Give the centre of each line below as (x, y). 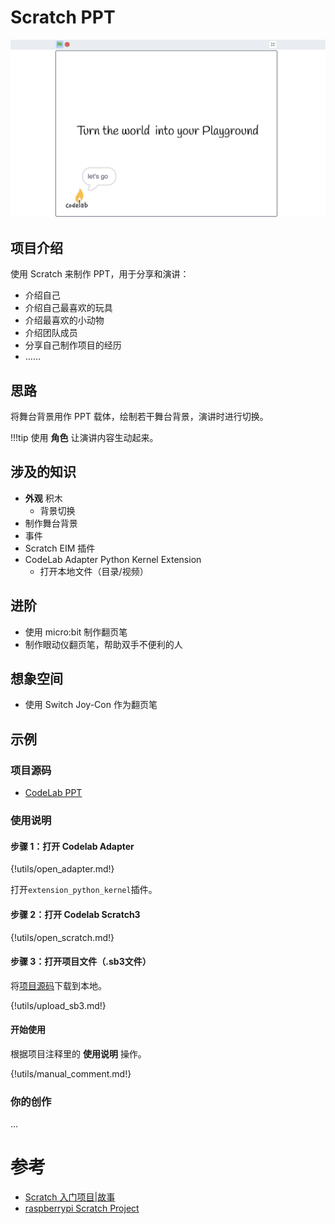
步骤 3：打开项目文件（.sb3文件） (81, 962)
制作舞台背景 (51, 523)
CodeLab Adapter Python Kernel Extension (113, 559)
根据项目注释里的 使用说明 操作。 (78, 1053)
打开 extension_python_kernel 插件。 (84, 890)
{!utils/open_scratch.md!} (62, 937)
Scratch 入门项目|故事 (70, 1197)
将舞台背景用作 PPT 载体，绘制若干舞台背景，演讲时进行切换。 (139, 417)
